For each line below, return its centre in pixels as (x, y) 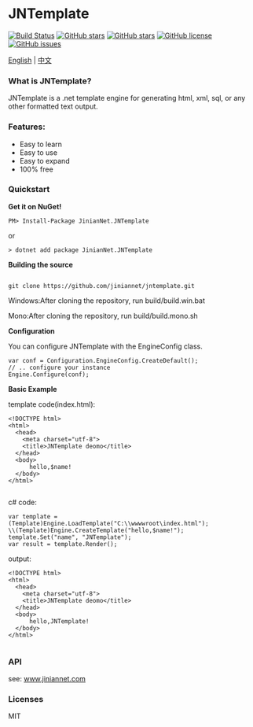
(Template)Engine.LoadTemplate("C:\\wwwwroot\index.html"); (109, 523)
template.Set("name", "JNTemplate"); (70, 537)
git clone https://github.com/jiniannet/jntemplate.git (101, 286)
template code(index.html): (52, 404)
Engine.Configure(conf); (49, 375)
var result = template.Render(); (63, 544)
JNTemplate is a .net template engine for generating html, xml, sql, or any (127, 98)
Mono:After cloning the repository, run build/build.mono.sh (103, 316)
